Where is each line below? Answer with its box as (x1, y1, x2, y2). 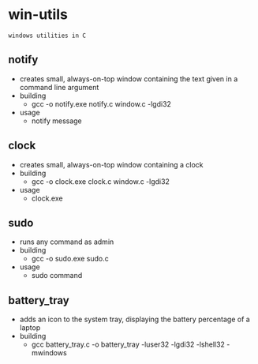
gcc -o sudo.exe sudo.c (31, 254, 109, 264)
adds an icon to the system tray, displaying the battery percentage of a (19, 314, 250, 325)
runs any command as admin (19, 237, 114, 246)
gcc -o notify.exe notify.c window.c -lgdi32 (31, 99, 172, 108)
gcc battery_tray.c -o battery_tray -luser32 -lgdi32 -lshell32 (31, 340, 225, 349)
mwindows (31, 348, 67, 358)
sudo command (31, 271, 83, 280)
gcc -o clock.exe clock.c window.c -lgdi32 (31, 176, 170, 186)
